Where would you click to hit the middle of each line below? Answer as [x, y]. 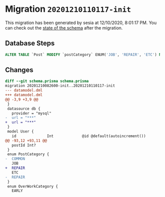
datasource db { [24, 109]
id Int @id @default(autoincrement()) [79, 136]
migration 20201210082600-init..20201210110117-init [60, 86]
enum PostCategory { [28, 154]
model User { [21, 132]
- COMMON [15, 159]
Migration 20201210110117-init [68, 9]
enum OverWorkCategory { [32, 186]
